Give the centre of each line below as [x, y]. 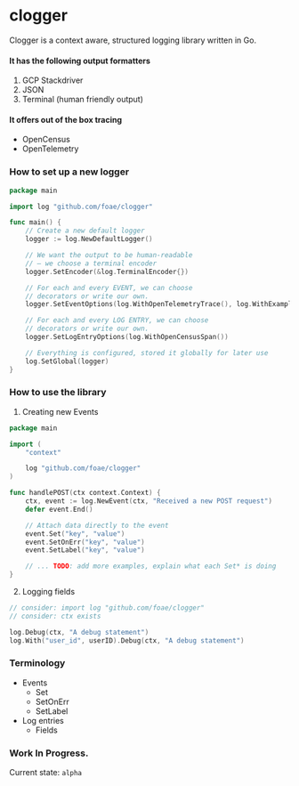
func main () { [36, 223]
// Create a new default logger [85, 231]
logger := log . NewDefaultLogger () [89, 239]
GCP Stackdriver [53, 80]
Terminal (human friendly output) [83, 100]
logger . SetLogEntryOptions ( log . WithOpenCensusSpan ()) [127, 337]
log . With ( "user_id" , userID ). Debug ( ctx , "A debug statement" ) [127, 640]
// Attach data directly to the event [97, 525]
